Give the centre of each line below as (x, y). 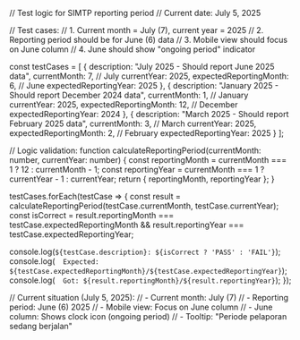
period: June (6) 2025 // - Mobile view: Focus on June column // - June (141, 307)
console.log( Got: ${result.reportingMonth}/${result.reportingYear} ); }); (150, 280)
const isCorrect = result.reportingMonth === (92, 215)
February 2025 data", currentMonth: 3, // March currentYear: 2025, (133, 123)
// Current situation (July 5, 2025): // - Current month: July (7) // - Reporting (149, 297)
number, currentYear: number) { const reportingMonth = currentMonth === (148, 160)
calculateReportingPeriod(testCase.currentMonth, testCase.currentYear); (144, 206)
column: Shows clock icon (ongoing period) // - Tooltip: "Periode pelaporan (148, 316)
